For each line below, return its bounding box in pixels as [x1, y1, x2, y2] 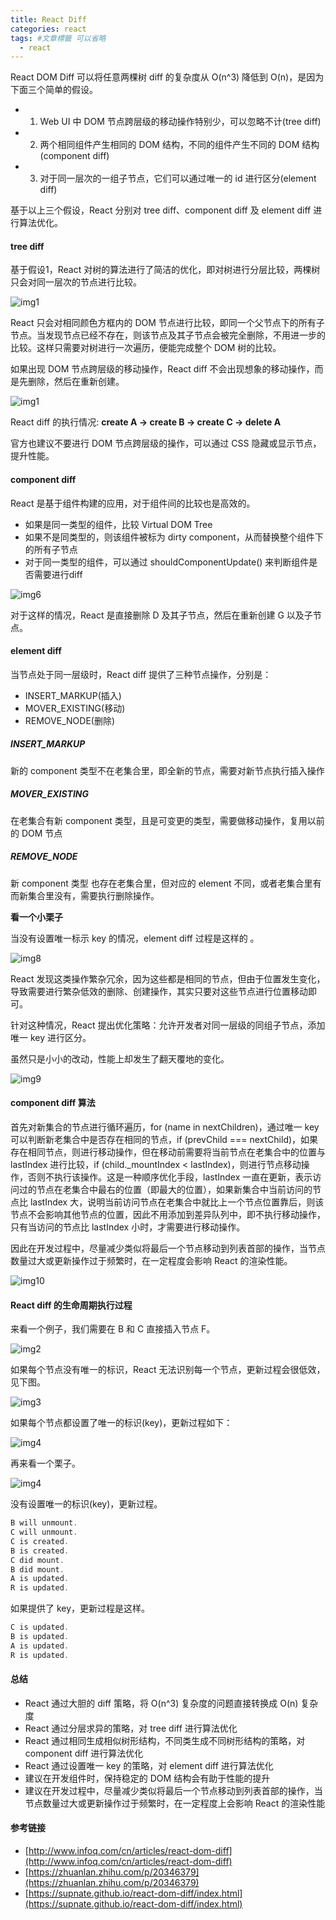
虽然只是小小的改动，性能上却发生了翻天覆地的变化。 [10, 1052, 230, 1065]
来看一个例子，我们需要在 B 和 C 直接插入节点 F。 [10, 1323, 216, 1335]
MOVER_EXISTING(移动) [24, 702, 126, 714]
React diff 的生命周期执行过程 [10, 1299, 133, 1311]
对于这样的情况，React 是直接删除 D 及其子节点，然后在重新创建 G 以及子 [10, 609, 313, 621]
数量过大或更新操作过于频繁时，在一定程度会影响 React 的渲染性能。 [10, 1254, 293, 1266]
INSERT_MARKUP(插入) [24, 689, 122, 701]
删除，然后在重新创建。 [27, 376, 125, 388]
